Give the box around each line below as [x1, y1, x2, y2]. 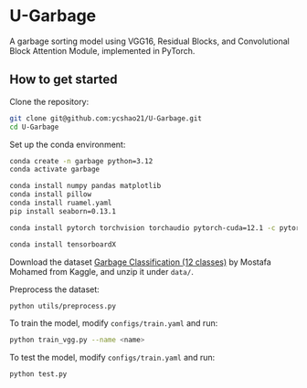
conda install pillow [9, 190, 92, 199]
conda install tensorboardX [9, 239, 117, 249]
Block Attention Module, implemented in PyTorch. [9, 45, 196, 56]
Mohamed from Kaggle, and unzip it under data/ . [9, 266, 194, 277]
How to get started [9, 72, 118, 88]
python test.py [9, 370, 68, 379]
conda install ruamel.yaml [9, 198, 112, 207]
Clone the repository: [9, 96, 90, 107]
